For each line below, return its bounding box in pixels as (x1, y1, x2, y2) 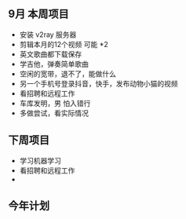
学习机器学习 (19, 155, 61, 165)
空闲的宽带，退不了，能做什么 (19, 69, 116, 78)
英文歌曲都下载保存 (19, 49, 82, 59)
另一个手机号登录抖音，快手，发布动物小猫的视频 (19, 78, 178, 88)
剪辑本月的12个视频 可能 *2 (19, 39, 108, 49)
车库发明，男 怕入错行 (19, 98, 91, 108)
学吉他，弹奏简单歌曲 (19, 59, 89, 68)
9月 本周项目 (8, 7, 69, 21)
